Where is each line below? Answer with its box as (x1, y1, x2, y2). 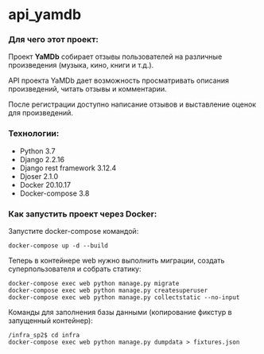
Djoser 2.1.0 (19, 171, 59, 181)
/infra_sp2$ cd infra (8, 332, 80, 340)
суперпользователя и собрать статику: (8, 264, 142, 274)
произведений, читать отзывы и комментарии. (8, 84, 167, 94)
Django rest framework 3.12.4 (19, 163, 117, 173)
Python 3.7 (19, 146, 56, 156)
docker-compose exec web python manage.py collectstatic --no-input (8, 294, 240, 301)
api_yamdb (8, 6, 82, 24)
